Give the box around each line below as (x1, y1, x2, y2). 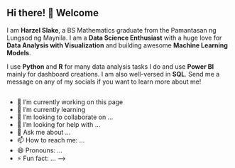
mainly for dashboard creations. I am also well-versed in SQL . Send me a (6, 69, 220, 78)
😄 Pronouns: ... (16, 146, 63, 155)
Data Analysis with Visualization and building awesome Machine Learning (6, 40, 229, 50)
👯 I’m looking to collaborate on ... (16, 113, 114, 121)
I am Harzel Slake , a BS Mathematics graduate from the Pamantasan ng (6, 26, 217, 34)
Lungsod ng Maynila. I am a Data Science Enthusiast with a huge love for (6, 33, 222, 42)
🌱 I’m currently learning (16, 106, 86, 114)
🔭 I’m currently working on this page (16, 98, 124, 106)
